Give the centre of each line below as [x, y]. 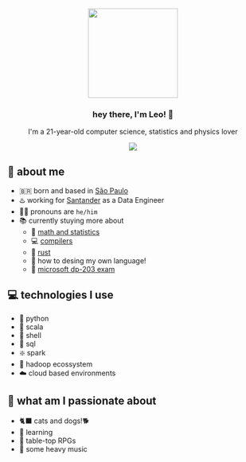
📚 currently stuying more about [71, 221]
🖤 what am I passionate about [82, 401]
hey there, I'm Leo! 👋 [133, 114]
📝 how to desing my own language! [88, 261]
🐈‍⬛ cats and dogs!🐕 [54, 421]
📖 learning [36, 432]
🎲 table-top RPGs [47, 441]
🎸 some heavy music [53, 448]
